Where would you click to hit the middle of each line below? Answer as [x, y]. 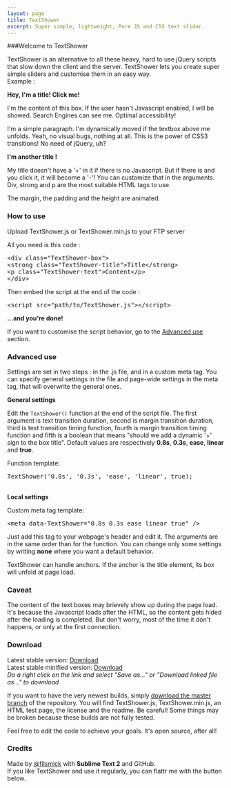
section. [19, 338]
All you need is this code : [44, 244]
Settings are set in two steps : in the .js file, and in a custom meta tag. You [112, 372]
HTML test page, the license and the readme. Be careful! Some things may [113, 710]
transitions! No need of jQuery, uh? [57, 144]
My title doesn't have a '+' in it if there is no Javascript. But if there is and [111, 171]
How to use [27, 216]
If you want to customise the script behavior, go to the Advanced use [105, 331]
